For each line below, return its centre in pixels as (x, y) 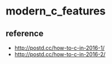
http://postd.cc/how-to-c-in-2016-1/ (59, 48)
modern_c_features (56, 11)
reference (25, 34)
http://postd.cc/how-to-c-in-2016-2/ (60, 54)
